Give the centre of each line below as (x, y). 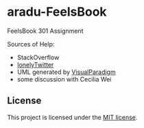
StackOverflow (38, 57)
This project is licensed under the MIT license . (72, 117)
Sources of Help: (31, 44)
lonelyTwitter (35, 64)
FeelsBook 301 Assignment (45, 31)
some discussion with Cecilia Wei (64, 79)
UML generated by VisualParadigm (66, 72)
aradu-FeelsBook (57, 12)
